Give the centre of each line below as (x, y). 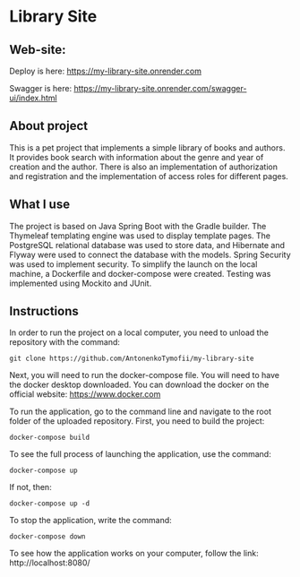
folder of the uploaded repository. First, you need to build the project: (137, 421)
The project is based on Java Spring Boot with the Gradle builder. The (138, 226)
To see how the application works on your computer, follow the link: (134, 554)
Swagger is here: (41, 88)
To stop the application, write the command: (90, 521)
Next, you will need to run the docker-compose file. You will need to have (145, 375)
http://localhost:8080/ (50, 563)
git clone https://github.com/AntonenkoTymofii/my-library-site (132, 359)
